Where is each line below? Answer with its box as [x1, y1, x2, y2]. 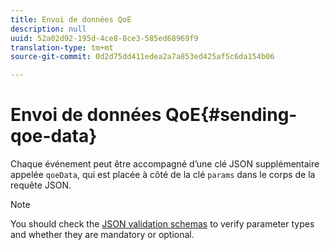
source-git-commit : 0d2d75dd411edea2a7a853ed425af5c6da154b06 [10, 52, 275, 62]
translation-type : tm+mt [10, 42, 114, 53]
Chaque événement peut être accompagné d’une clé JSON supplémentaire [10, 158, 320, 170]
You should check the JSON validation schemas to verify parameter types [10, 218, 315, 230]
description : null [10, 24, 87, 34]
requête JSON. [10, 179, 72, 191]
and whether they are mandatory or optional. [10, 229, 195, 241]
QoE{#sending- [164, 104, 298, 126]
